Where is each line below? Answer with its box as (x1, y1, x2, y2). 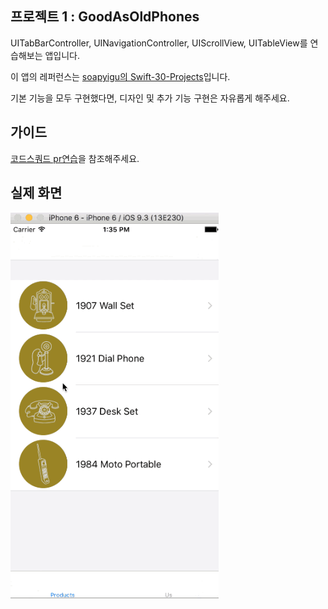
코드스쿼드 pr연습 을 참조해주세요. (10, 152, 140, 164)
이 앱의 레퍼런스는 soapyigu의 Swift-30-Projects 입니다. (10, 70, 231, 82)
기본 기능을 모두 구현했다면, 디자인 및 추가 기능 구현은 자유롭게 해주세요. (10, 92, 290, 104)
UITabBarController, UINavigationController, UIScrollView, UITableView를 (10, 37, 308, 49)
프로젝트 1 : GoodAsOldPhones (10, 8, 200, 26)
